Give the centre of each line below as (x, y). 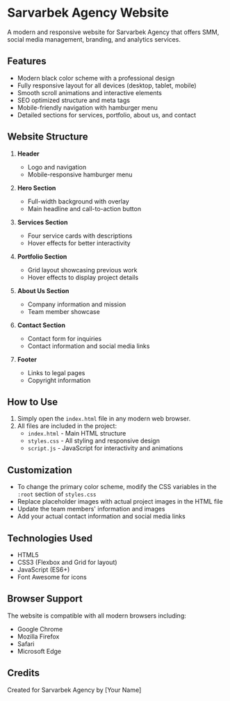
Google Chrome (40, 629)
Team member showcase (64, 311)
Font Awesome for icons (52, 577)
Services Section (42, 222)
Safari (26, 643)
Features (27, 61)
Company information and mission (77, 304)
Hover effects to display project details (83, 277)
